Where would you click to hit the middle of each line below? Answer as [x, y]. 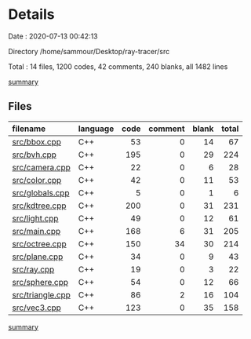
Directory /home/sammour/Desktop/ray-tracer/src [89, 51]
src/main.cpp [36, 231]
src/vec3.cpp [36, 308]
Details [31, 15]
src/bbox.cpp [36, 141]
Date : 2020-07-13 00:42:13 [53, 36]
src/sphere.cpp [40, 282]
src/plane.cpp [38, 257]
